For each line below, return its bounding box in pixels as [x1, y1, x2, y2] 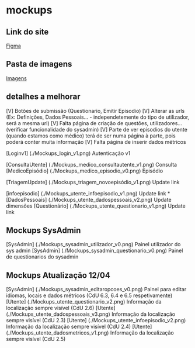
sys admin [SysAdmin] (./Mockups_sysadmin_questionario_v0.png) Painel [6, 247, 183, 254]
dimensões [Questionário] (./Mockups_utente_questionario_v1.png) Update [6, 202, 186, 209]
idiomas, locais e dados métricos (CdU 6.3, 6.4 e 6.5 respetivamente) [6, 292, 173, 299]
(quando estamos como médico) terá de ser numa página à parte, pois [6, 132, 176, 139]
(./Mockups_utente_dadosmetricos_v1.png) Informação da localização [6, 329, 174, 336]
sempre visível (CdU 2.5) [6, 336, 66, 343]
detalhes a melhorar [6, 92, 81, 102]
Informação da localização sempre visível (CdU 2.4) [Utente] [6, 323, 152, 330]
